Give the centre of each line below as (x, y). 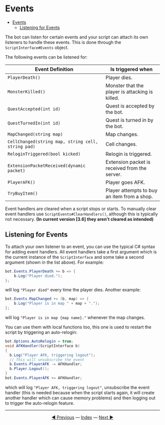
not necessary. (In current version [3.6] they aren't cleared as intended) (79, 219)
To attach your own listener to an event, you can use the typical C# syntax (80, 247)
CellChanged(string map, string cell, (53, 142)
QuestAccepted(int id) (34, 109)
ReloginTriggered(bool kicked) (44, 154)
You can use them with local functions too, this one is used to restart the (78, 327)
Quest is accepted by (130, 106)
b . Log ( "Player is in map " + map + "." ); (57, 304)
